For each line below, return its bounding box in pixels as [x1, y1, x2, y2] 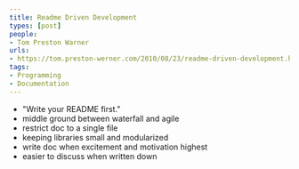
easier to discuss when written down [21, 150, 158, 161]
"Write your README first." [21, 103, 121, 114]
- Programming [9, 71, 62, 80]
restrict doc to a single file [21, 122, 118, 133]
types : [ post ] [9, 21, 62, 30]
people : [9, 29, 38, 38]
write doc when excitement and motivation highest [21, 141, 208, 152]
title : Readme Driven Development [9, 12, 138, 22]
